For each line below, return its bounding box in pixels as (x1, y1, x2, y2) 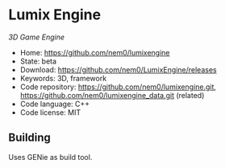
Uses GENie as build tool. (8, 152, 93, 162)
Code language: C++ (19, 99, 90, 109)
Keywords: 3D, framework (19, 73, 107, 83)
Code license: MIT (19, 107, 81, 117)
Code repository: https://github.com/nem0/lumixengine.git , (19, 82, 216, 92)
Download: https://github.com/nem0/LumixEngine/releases (19, 64, 217, 74)
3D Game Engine (8, 32, 65, 42)
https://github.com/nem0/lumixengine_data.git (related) (19, 90, 205, 100)
